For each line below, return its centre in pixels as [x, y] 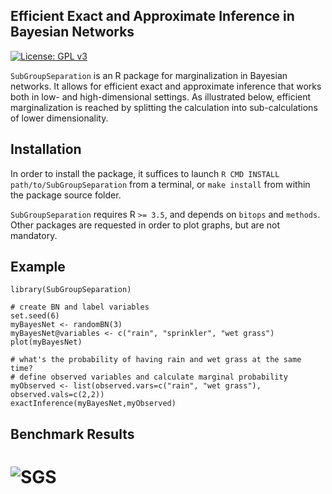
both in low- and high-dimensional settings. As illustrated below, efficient [161, 96]
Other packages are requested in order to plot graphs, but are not [145, 225]
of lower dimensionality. [59, 118]
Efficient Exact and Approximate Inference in [152, 16]
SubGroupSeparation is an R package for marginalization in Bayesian [149, 75]
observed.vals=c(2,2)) [57, 395]
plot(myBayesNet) [46, 342]
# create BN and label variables [80, 307]
